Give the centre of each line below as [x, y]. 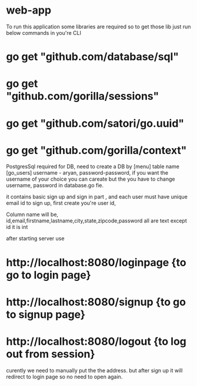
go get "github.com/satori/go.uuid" [95, 123]
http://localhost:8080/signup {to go [96, 302]
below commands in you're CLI [44, 32]
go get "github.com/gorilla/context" [96, 150]
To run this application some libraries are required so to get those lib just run [98, 27]
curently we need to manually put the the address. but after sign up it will [94, 370]
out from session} [51, 354]
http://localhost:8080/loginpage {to [96, 262]
